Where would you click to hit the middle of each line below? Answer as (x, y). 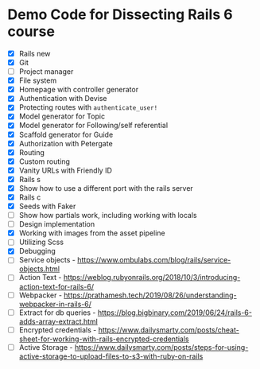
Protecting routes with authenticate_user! (88, 107)
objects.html (39, 269)
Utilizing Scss (41, 242)
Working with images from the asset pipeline (92, 233)
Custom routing (45, 161)
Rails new (35, 53)
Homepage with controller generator (79, 90)
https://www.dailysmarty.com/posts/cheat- (169, 330)
